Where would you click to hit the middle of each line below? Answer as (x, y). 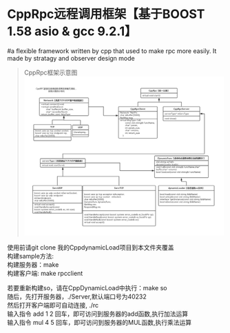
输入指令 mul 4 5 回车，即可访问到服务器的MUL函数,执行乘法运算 (100, 323)
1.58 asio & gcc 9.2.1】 (72, 31)
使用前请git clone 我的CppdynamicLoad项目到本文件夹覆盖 (91, 248)
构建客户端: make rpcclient (45, 274)
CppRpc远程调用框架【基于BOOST (106, 14)
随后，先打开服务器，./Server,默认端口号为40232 (77, 296)
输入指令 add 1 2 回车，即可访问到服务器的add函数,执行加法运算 (98, 314)
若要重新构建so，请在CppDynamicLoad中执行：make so (87, 288)
